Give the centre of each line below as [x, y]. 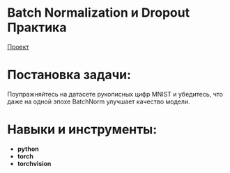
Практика [37, 27]
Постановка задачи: [69, 75]
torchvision [34, 163]
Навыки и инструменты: [82, 130]
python [28, 149]
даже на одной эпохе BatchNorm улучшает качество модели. [99, 101]
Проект [18, 47]
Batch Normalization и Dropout [99, 13]
